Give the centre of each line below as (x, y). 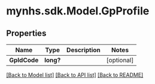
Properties (26, 33)
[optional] (120, 60)
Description (83, 50)
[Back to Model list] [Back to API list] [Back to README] (75, 75)
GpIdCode (24, 60)
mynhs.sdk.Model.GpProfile (78, 11)
